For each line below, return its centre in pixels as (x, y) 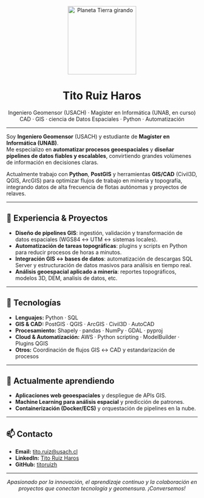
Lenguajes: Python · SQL (47, 317)
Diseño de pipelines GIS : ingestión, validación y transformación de (99, 233)
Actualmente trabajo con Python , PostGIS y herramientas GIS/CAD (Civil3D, (102, 174)
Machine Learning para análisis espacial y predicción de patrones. (100, 402)
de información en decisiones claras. (53, 162)
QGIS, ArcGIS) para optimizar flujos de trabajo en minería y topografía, (94, 180)
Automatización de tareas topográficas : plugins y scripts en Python (101, 245)
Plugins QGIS (32, 343)
